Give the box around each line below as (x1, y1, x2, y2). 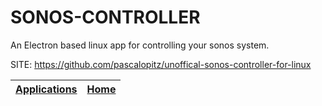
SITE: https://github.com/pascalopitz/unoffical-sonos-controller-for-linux (10, 58, 312, 70)
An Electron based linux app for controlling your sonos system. (10, 39, 270, 51)
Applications (15, 82, 78, 96)
